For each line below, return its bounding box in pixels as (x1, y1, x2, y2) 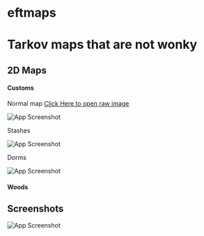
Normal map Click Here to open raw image (7, 99, 130, 107)
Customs (7, 84, 35, 92)
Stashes (7, 126, 31, 134)
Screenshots (7, 203, 64, 214)
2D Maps (7, 64, 47, 76)
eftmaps (7, 5, 57, 21)
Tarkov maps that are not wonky (7, 37, 198, 53)
